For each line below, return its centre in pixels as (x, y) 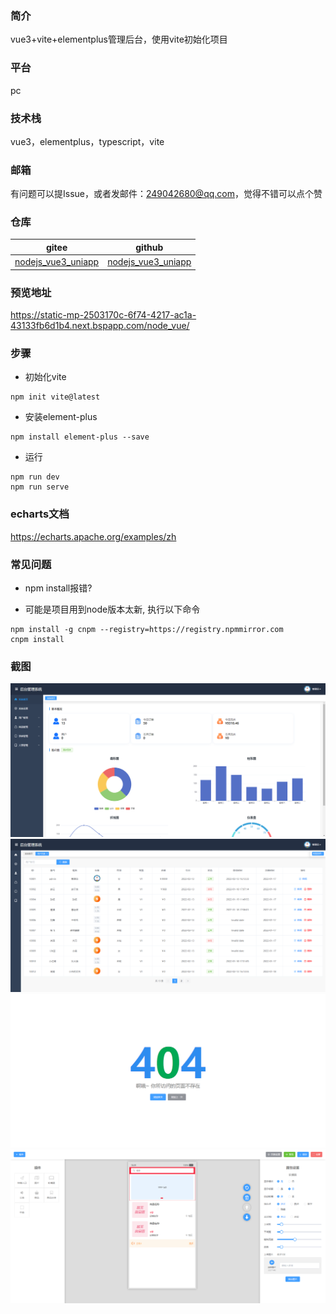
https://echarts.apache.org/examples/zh (93, 536)
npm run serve (40, 487)
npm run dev (35, 477)
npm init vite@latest (55, 397)
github (149, 247)
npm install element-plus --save (80, 437)
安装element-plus (61, 417)
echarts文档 (40, 514)
